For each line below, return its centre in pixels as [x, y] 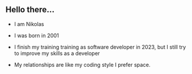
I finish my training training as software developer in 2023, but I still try [100, 47]
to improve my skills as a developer [57, 53]
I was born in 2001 [37, 36]
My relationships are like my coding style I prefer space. [82, 65]
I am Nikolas [29, 24]
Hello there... [30, 10]
